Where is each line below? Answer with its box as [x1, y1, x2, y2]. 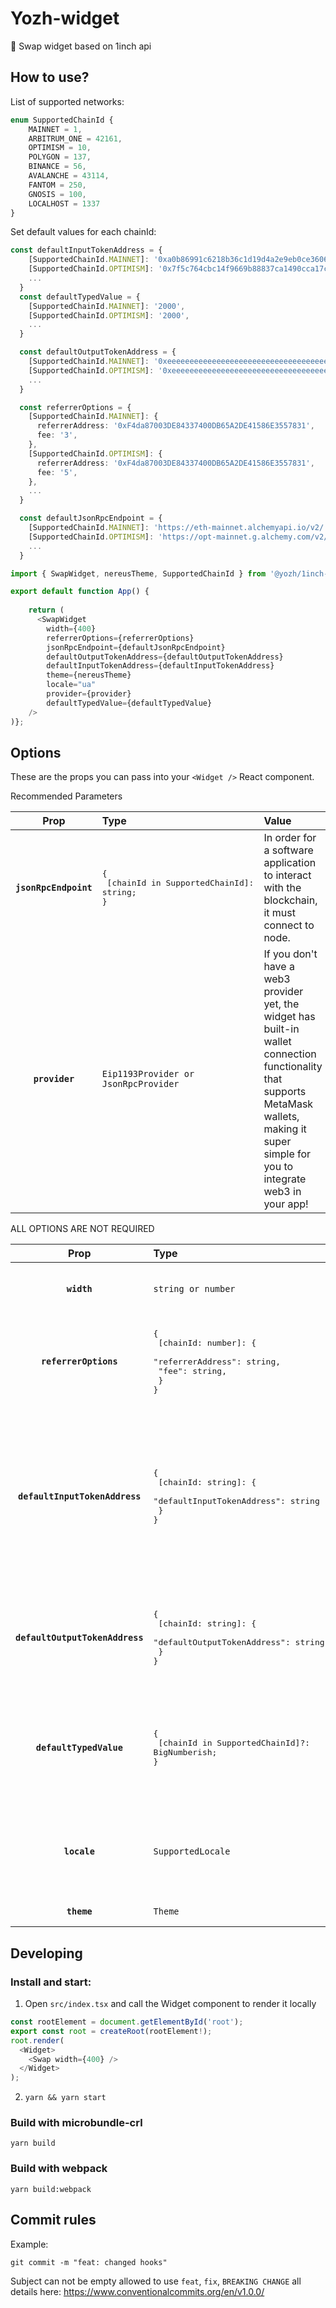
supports [263, 1085, 307, 1099]
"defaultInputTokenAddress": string [153, 1496, 320, 1507]
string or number [153, 1283, 236, 1295]
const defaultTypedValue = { [19, 292, 141, 302]
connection [263, 1047, 317, 1061]
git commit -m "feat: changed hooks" [10, 2257, 168, 2267]
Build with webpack [10, 2162, 108, 2176]
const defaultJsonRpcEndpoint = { [19, 513, 163, 524]
